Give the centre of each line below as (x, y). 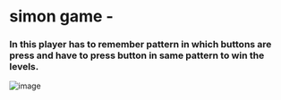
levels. (24, 67)
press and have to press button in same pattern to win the (137, 55)
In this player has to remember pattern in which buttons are (140, 45)
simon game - (61, 17)
